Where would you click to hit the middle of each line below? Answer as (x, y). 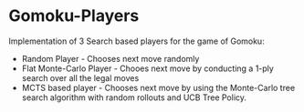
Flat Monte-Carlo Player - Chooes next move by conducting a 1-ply (148, 68)
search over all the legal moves (80, 77)
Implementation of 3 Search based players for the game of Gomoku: (137, 41)
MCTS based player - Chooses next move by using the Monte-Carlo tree (158, 87)
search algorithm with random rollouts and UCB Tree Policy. (134, 97)
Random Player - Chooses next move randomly (110, 58)
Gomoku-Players (74, 16)
